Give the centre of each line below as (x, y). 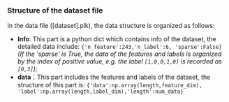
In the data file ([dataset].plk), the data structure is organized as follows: (111, 26)
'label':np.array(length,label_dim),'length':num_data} (100, 92)
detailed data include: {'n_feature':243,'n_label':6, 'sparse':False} (119, 47)
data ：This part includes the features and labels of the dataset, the (114, 77)
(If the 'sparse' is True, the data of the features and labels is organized (119, 54)
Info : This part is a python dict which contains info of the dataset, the (117, 39)
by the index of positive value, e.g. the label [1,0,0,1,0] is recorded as (119, 61)
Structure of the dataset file (55, 10)
